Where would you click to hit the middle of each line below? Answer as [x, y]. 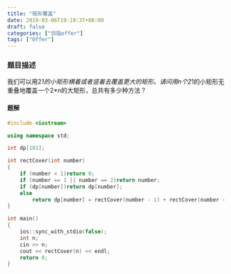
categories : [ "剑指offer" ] [45, 33]
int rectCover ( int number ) [46, 161]
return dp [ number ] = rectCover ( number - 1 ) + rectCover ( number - [129, 199]
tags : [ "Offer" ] [31, 40]
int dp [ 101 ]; [26, 148]
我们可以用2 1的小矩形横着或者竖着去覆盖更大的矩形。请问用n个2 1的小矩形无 [116, 82]
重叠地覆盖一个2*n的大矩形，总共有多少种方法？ [77, 91]
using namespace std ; [39, 136]
